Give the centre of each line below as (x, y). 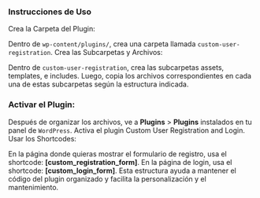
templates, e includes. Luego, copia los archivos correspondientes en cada (130, 76)
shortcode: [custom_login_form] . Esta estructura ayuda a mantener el (122, 170)
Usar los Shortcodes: (43, 138)
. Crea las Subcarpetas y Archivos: (106, 53)
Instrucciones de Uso (50, 12)
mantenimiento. (33, 187)
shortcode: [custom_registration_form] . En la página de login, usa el (120, 162)
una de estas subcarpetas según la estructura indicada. (98, 84)
